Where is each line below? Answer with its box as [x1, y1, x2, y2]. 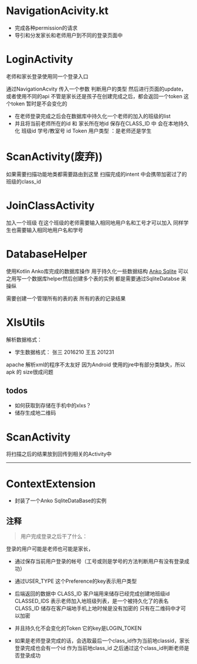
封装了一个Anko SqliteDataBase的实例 [14, 497, 107, 504]
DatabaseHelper [6, 247, 87, 261]
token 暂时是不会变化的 [11, 100, 67, 107]
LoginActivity [6, 53, 73, 66]
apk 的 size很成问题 [6, 368, 54, 375]
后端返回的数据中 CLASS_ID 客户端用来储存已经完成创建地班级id [14, 590, 170, 598]
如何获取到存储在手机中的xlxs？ [14, 402, 91, 409]
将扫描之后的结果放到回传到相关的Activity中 [6, 451, 112, 458]
